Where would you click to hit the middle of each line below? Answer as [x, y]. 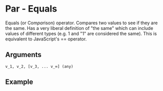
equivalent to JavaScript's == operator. [46, 39]
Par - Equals [31, 9]
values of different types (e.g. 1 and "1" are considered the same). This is [81, 33]
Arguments [24, 55]
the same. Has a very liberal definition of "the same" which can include [79, 28]
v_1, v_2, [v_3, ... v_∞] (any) [39, 66]
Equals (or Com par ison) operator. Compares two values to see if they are [81, 23]
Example [19, 82]
